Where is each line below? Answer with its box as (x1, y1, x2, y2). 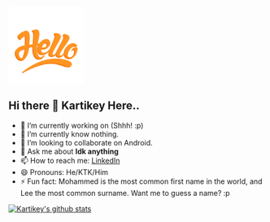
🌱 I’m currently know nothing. (20, 128, 120, 139)
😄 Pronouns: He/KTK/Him (20, 167, 108, 176)
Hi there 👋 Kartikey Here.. (8, 99, 140, 113)
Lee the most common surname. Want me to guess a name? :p (20, 188, 230, 198)
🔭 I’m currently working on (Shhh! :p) (20, 120, 144, 130)
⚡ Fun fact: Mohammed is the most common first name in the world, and (20, 176, 263, 186)
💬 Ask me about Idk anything (20, 146, 120, 156)
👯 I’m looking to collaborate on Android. (20, 137, 153, 147)
